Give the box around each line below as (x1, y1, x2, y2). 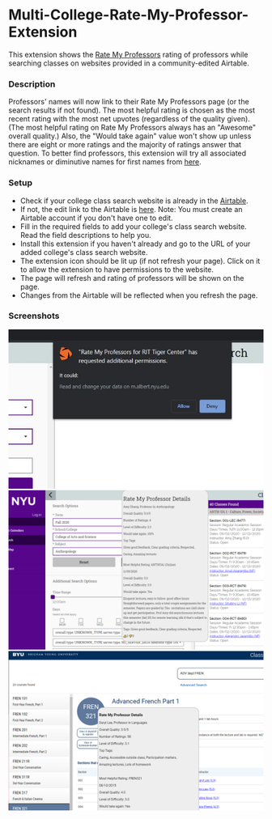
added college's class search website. (19, 247, 148, 257)
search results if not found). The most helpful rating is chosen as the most (8, 105, 256, 115)
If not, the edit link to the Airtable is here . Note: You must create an (19, 204, 243, 214)
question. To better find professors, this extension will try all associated (8, 148, 247, 159)
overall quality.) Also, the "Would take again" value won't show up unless (8, 131, 252, 141)
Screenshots (8, 310, 60, 321)
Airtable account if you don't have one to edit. (19, 213, 173, 223)
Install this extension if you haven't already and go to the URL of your (19, 239, 251, 248)
